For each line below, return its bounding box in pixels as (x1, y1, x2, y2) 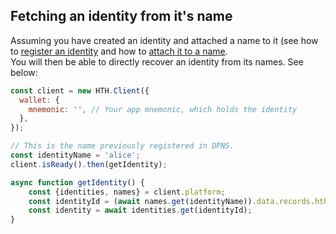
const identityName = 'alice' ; (10, 150, 141, 161)
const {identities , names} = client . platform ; (28, 187, 226, 197)
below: (10, 66, 38, 78)
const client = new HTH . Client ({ (10, 85, 150, 96)
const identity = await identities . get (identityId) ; (28, 205, 253, 216)
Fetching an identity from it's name (10, 8, 233, 25)
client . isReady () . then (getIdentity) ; (10, 159, 168, 169)
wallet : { (19, 95, 60, 105)
